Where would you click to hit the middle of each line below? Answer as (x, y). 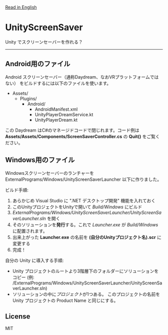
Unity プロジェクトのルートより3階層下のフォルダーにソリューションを (85, 271)
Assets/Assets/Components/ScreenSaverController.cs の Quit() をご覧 (80, 136)
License (18, 316)
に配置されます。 (30, 231)
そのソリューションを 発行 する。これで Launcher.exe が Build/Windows (85, 224)
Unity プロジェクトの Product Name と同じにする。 (65, 300)
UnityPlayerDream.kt (56, 120)
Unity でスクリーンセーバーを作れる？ (44, 42)
